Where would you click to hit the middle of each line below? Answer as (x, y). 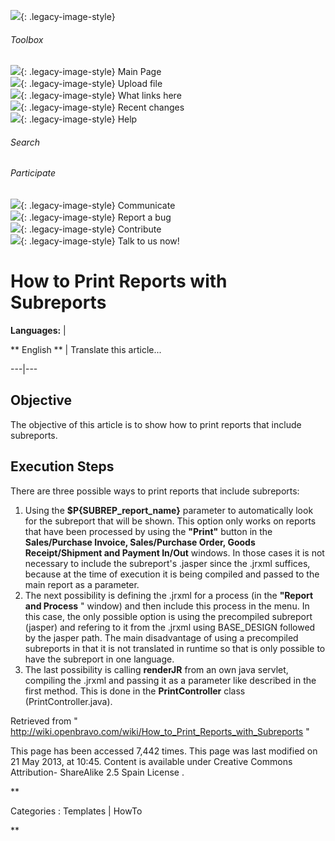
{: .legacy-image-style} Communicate (98, 206)
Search (25, 142)
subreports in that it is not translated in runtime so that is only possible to (175, 648)
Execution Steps (62, 466)
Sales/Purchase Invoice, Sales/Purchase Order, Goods (140, 542)
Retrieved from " (44, 721)
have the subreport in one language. (99, 659)
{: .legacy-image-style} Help (79, 119)
